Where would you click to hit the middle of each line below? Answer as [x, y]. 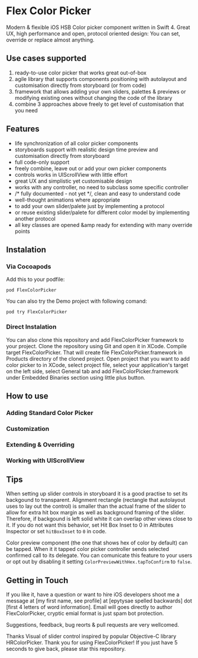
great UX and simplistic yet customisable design [73, 181]
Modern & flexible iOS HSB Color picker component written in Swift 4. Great [98, 27]
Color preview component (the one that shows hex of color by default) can [97, 543]
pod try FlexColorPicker [37, 312]
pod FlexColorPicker [32, 290]
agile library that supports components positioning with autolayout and [101, 79]
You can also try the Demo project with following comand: [77, 301]
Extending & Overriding [40, 445]
